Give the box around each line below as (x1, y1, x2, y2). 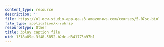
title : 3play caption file (5, 30, 60, 35)
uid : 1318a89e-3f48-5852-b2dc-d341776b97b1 (5, 35, 95, 40)
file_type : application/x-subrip (5, 21, 73, 26)
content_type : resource (5, 7, 54, 12)
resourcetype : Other (5, 25, 47, 30)
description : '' (5, 12, 38, 17)
